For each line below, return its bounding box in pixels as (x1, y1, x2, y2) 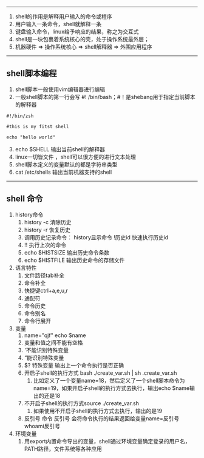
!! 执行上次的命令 (24, 241, 67, 248)
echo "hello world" (6, 134, 56, 140)
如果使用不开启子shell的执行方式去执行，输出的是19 (33, 407, 163, 414)
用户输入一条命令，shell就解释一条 (15, 21, 102, 27)
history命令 (15, 211, 44, 218)
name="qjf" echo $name (24, 332, 86, 339)
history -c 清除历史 (24, 218, 72, 225)
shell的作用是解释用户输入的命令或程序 (15, 13, 112, 20)
